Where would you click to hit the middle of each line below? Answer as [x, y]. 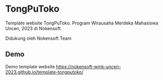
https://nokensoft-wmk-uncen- [88, 66]
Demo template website [30, 66]
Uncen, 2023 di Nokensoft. [34, 28]
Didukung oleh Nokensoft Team [38, 38]
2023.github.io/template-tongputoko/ [44, 72]
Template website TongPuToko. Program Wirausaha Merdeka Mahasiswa [82, 23]
